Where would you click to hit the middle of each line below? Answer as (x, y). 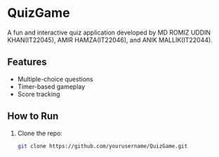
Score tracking (39, 94)
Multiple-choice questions (55, 79)
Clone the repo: (40, 133)
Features (27, 62)
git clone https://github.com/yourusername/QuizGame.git (102, 146)
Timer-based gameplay (51, 87)
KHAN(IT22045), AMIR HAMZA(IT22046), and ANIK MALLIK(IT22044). (110, 39)
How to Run (33, 117)
